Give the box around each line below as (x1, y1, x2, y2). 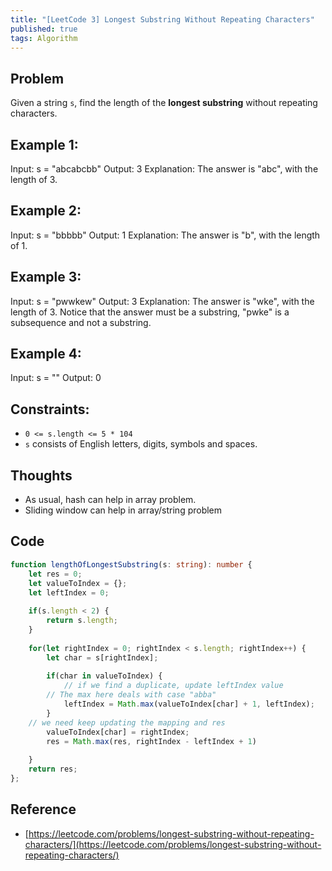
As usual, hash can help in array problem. (24, 494, 197, 506)
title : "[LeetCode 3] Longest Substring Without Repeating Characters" (10, 14, 315, 25)
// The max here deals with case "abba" (46, 690, 217, 700)
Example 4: (10, 346, 82, 363)
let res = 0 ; (28, 569, 83, 579)
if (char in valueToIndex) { (46, 671, 163, 681)
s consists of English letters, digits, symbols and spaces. (24, 438, 258, 450)
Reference (10, 801, 77, 818)
